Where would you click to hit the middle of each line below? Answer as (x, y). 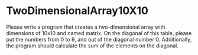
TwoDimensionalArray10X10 (77, 11)
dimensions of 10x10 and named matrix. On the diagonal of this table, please (99, 33)
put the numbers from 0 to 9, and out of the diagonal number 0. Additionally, (99, 39)
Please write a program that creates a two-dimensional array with (86, 27)
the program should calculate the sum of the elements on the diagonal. (92, 46)
